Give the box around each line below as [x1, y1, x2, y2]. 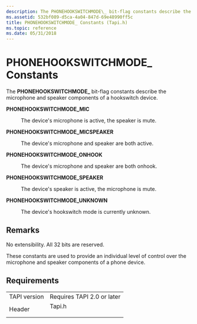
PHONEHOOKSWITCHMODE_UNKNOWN [6, 197, 108, 204]
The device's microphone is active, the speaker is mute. [21, 117, 157, 124]
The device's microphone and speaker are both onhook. [21, 163, 157, 170]
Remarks [6, 225, 40, 236]
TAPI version [9, 292, 44, 300]
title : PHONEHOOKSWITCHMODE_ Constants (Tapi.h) [6, 19, 128, 25]
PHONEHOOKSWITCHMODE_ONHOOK [6, 151, 103, 158]
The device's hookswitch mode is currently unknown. [21, 209, 151, 216]
